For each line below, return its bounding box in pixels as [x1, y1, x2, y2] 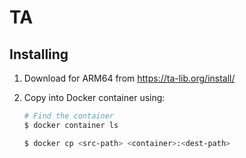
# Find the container [23, 111, 114, 121]
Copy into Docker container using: [23, 92, 166, 103]
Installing [9, 46, 69, 63]
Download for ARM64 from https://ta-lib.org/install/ [23, 72, 236, 84]
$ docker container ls [23, 120, 119, 130]
